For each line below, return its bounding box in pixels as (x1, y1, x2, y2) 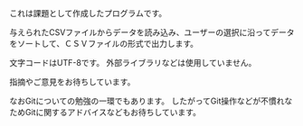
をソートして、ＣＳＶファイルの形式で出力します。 (9, 39, 199, 49)
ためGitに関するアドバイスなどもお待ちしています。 (9, 107, 202, 117)
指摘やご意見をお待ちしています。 (9, 76, 136, 87)
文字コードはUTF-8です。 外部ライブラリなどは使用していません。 (9, 58, 257, 67)
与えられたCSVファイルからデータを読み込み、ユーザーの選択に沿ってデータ (9, 27, 295, 38)
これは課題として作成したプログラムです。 (9, 8, 167, 18)
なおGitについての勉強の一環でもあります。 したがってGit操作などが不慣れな (9, 95, 293, 106)
